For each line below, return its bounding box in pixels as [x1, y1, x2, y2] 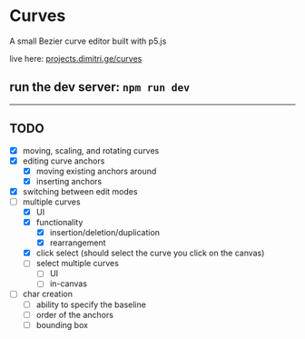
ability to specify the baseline [35, 299, 147, 310]
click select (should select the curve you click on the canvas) [35, 247, 265, 259]
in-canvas [49, 278, 88, 289]
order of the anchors [35, 309, 113, 320]
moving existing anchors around [35, 165, 157, 176]
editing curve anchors [22, 155, 105, 166]
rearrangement [49, 237, 106, 248]
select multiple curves [35, 258, 120, 269]
